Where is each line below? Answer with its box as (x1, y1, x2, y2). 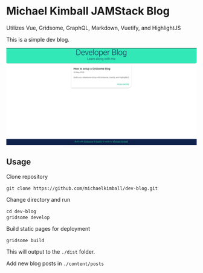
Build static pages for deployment (6, 225, 91, 232)
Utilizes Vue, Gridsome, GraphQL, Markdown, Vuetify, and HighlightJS (6, 24, 181, 31)
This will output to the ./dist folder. (6, 248, 95, 255)
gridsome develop (6, 214, 50, 220)
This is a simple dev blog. (6, 36, 69, 43)
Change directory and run (6, 196, 71, 203)
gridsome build (6, 237, 45, 243)
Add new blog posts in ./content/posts (6, 260, 105, 267)
